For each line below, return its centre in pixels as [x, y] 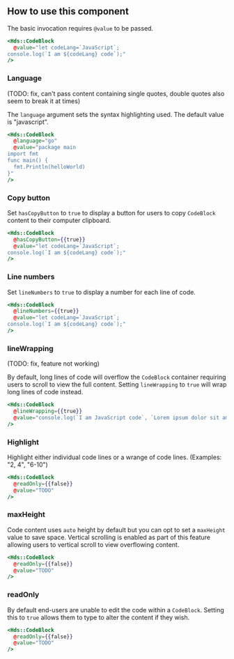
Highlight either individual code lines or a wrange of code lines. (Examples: [115, 457]
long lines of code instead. [45, 392]
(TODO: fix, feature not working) [53, 364]
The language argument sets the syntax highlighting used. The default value [116, 114]
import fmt [23, 154]
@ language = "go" [36, 141]
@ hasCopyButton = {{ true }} [49, 240]
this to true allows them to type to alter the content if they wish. [99, 617]
